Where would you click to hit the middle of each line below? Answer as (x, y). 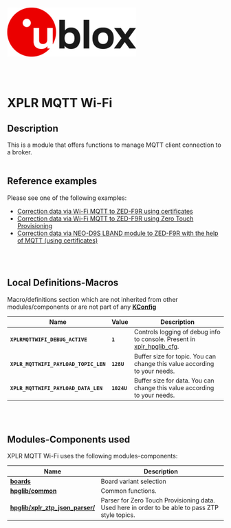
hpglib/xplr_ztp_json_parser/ (53, 508)
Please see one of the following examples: (67, 198)
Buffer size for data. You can (174, 380)
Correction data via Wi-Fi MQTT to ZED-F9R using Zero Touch (105, 219)
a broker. (20, 152)
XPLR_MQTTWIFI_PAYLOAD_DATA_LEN (56, 388)
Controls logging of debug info (177, 332)
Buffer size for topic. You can (175, 356)
